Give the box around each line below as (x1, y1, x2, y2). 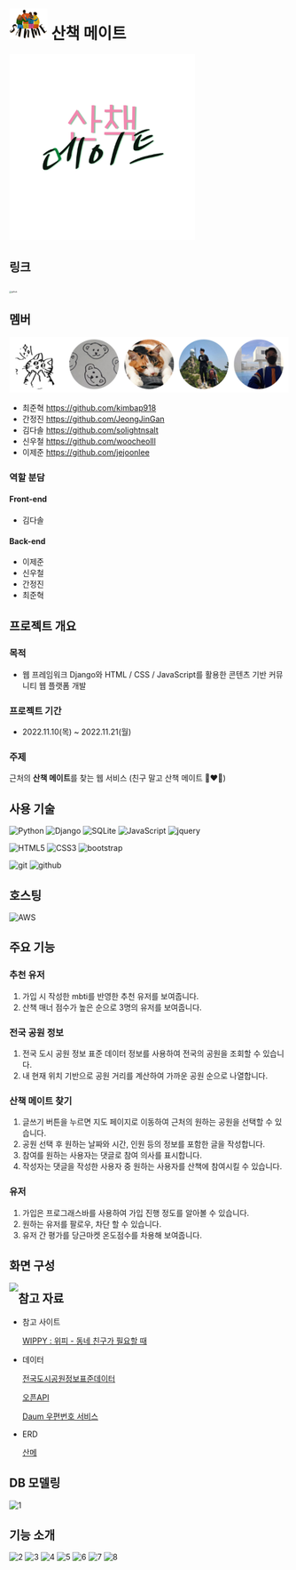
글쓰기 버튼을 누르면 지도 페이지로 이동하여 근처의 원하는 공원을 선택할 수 (21, 1117, 273, 1127)
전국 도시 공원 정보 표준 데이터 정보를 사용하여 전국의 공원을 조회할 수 (21, 1048, 261, 1059)
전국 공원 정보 (9, 1026, 65, 1038)
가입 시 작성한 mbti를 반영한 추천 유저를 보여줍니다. (21, 990, 199, 1001)
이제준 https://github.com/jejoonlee (21, 446, 151, 457)
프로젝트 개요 (9, 618, 77, 634)
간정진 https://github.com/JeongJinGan (21, 413, 166, 424)
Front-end (9, 493, 47, 505)
